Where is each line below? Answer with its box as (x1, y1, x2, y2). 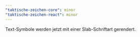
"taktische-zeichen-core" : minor (5, 7, 76, 13)
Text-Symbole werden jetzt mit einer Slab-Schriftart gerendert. (5, 26, 136, 32)
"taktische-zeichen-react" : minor (5, 12, 78, 17)
